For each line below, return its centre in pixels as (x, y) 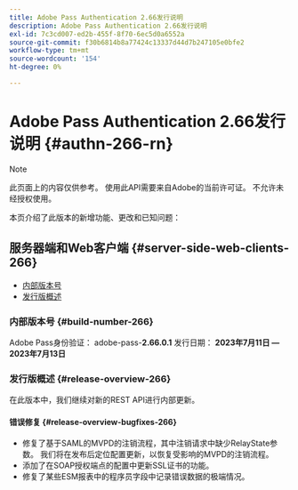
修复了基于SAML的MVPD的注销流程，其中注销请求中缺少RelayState (146, 443)
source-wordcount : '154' (55, 59)
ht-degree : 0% (36, 68)
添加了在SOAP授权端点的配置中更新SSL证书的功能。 (118, 466)
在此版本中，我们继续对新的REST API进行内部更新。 (105, 400)
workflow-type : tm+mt (49, 51)
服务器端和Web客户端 (69, 249)
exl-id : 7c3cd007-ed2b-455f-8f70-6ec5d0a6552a (97, 34)
